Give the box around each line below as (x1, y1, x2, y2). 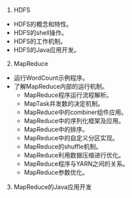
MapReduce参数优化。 (23, 168, 89, 176)
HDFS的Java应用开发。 (13, 46, 80, 54)
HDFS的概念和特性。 (13, 20, 73, 28)
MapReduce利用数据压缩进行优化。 (23, 151, 125, 159)
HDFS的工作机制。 (13, 37, 67, 45)
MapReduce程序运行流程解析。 (23, 91, 113, 99)
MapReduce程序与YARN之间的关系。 (23, 159, 129, 168)
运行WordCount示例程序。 (13, 74, 89, 82)
